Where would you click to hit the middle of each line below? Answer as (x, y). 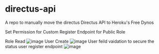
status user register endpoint (34, 46)
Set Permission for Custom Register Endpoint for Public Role (65, 32)
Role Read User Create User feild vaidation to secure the (79, 41)
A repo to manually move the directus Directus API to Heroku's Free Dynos (79, 22)
